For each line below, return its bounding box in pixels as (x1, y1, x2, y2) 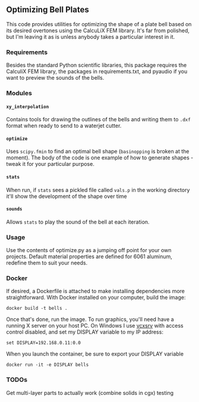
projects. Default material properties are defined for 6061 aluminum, (6, 253, 172, 260)
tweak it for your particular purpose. (6, 161, 95, 168)
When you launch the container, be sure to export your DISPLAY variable (6, 350, 184, 357)
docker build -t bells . (6, 306, 68, 312)
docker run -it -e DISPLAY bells (6, 362, 89, 368)
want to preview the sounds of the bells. (6, 74, 105, 81)
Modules (6, 89, 33, 98)
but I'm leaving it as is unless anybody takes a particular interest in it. (6, 33, 175, 40)
